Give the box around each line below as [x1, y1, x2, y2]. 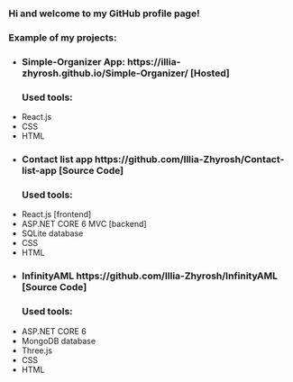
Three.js [21, 345, 53, 356]
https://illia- [126, 55, 181, 68]
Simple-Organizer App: [21, 55, 125, 68]
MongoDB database [21, 335, 96, 346]
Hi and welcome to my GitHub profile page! [8, 7, 200, 20]
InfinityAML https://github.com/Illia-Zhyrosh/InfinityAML [21, 269, 279, 282]
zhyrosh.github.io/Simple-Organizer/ [21, 67, 188, 79]
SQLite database [21, 228, 84, 239]
